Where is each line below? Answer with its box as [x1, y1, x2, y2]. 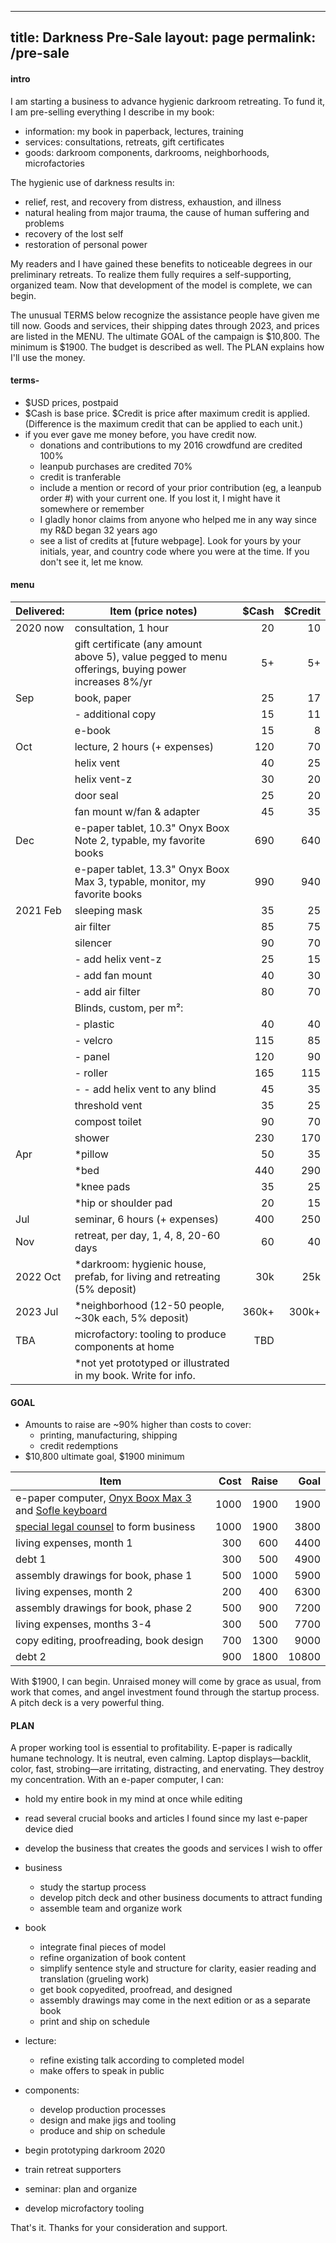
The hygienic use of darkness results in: [10, 176, 175, 188]
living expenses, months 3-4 [15, 1617, 152, 1631]
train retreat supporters [24, 2164, 122, 2176]
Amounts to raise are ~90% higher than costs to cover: [24, 1419, 252, 1431]
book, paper [74, 691, 132, 705]
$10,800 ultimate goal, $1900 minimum [24, 1451, 185, 1463]
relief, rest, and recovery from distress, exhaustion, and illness [24, 196, 282, 208]
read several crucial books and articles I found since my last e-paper [24, 1812, 308, 1825]
